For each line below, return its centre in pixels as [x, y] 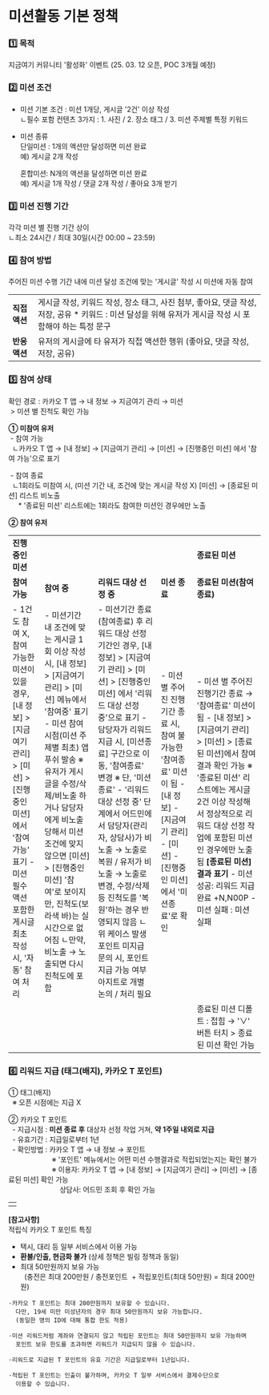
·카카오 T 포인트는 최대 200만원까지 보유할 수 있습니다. [89, 1303]
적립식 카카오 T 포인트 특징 [50, 1229]
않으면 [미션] [67, 856]
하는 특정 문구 [86, 327]
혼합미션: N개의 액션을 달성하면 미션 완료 [84, 173]
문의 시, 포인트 [124, 958]
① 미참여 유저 [31, 428]
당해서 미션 [64, 832]
